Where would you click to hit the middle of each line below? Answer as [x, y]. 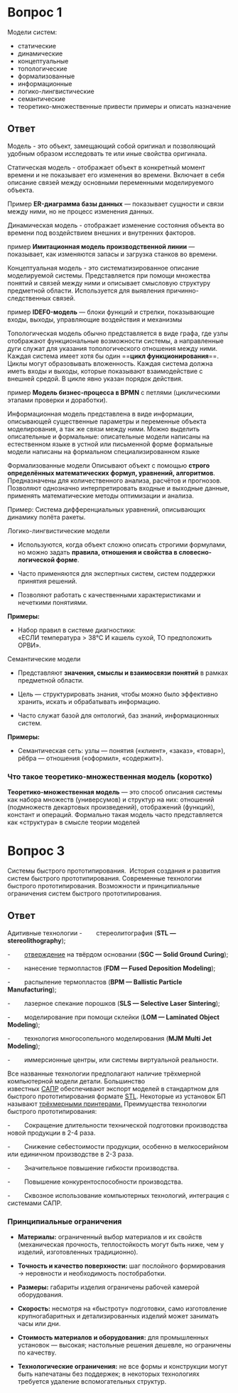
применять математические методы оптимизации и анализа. [101, 495]
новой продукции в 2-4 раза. [52, 1132]
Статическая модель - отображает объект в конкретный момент [107, 167]
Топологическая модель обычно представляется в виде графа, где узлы [118, 333]
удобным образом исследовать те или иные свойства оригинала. [107, 153]
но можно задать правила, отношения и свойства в [97, 552]
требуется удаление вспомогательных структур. [92, 1382]
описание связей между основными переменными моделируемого [111, 182]
